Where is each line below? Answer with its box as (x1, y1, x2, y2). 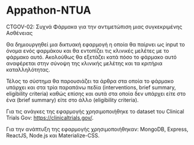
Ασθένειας (6, 29, 33, 36)
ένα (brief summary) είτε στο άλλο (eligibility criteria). (6, 96, 139, 104)
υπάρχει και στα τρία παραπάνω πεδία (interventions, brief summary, (6, 83, 176, 91)
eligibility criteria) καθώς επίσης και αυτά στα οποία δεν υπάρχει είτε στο (6, 90, 186, 97)
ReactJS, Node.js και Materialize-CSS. (6, 131, 100, 139)
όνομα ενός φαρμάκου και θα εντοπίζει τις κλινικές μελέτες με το (6, 47, 170, 54)
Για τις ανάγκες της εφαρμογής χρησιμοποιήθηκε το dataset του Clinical (6, 108, 185, 115)
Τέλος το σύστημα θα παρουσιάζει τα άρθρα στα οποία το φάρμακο (6, 78, 174, 85)
